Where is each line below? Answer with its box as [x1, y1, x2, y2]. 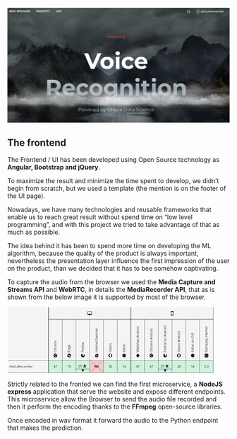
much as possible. [7, 228, 61, 237]
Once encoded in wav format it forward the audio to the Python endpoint [7, 416, 219, 425]
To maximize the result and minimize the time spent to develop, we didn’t [7, 177, 219, 185]
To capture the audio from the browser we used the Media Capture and [7, 278, 216, 286]
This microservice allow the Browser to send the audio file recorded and [7, 395, 217, 404]
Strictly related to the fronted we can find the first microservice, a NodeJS [7, 380, 224, 389]
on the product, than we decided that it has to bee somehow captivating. [7, 264, 219, 273]
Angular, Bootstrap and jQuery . [7, 163, 101, 172]
